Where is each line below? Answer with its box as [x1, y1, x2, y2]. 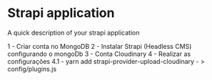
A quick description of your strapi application [7, 28, 140, 37]
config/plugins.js [7, 64, 57, 73]
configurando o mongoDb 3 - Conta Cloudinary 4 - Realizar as [7, 50, 191, 58]
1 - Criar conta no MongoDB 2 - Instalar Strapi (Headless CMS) [7, 42, 192, 50]
